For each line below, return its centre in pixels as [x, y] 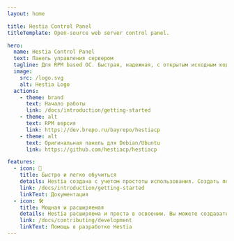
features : [22, 162]
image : [23, 71]
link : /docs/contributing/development [76, 221]
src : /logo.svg [42, 78]
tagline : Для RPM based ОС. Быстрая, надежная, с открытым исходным [115, 65]
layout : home [26, 14]
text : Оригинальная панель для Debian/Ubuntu [93, 143]
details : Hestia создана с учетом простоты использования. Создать [119, 182]
